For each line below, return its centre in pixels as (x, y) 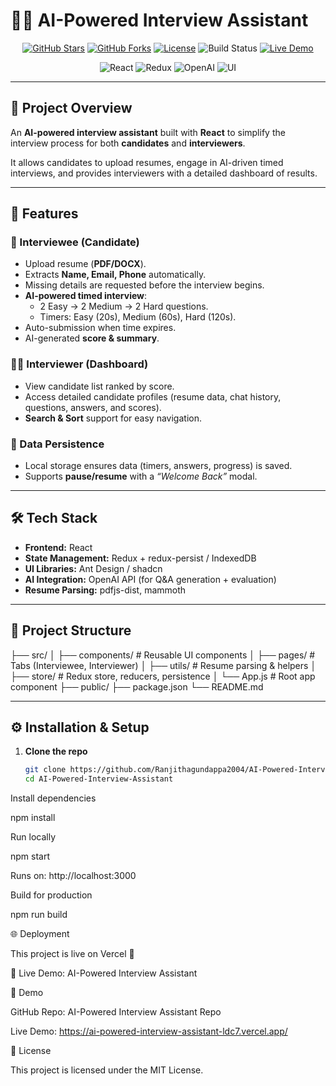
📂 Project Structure (71, 630)
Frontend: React (58, 547)
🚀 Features (44, 214)
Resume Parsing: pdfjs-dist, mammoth (105, 590)
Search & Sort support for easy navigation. (113, 418)
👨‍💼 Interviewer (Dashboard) (79, 364)
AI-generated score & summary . (92, 338)
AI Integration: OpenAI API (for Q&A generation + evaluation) (150, 579)
